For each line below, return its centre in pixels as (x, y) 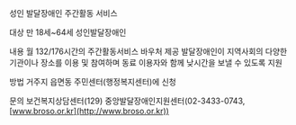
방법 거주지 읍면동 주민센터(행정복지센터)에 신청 (93, 82)
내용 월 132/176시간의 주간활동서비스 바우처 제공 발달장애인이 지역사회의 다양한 (148, 51)
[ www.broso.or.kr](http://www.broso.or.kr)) (89, 111)
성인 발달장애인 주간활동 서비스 (64, 13)
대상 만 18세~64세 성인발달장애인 (68, 32)
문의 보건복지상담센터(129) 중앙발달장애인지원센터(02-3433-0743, (127, 101)
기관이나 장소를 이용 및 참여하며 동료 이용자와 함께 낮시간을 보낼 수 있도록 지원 (146, 62)
